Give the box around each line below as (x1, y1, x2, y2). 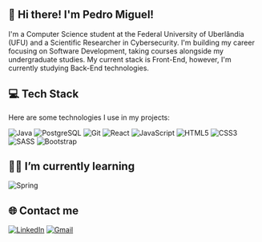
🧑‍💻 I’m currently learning (8, 160, 135, 173)
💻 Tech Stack (8, 87, 79, 101)
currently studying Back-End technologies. (8, 63, 150, 73)
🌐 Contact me (8, 204, 79, 217)
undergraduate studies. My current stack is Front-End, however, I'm (8, 54, 232, 64)
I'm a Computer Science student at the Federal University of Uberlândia (8, 29, 244, 38)
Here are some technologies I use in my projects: (8, 113, 170, 122)
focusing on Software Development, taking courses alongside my (8, 46, 224, 56)
